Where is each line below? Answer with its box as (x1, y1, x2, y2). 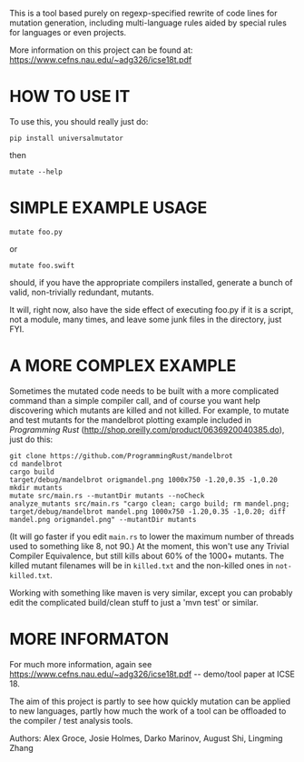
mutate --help (9, 167, 64, 176)
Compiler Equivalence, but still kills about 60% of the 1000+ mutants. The (9, 550, 284, 561)
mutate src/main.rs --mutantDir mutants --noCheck (9, 491, 205, 500)
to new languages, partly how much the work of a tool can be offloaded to (9, 705, 287, 717)
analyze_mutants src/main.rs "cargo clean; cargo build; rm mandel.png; (9, 499, 290, 508)
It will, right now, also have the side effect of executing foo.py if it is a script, (9, 304, 294, 315)
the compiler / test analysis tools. (9, 715, 133, 726)
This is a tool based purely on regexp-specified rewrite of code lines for (9, 8, 279, 18)
